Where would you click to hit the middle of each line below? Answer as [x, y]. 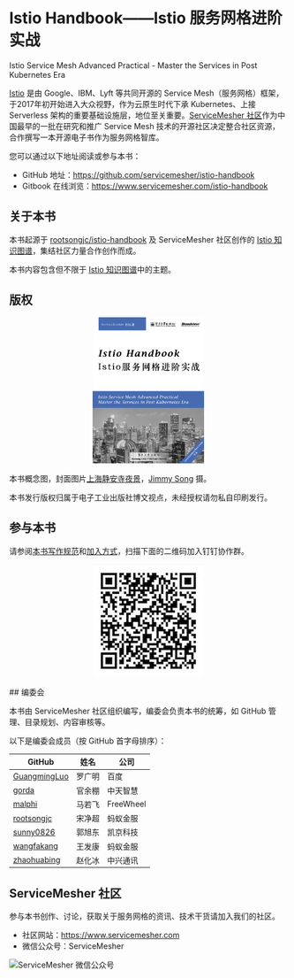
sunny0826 [34, 832]
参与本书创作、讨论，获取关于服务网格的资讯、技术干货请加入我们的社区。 [144, 916]
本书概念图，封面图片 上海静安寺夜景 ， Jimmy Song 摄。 [110, 478]
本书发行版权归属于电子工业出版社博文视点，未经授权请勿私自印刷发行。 [140, 497]
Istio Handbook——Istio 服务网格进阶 [146, 18]
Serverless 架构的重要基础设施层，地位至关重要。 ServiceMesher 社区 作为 [143, 115]
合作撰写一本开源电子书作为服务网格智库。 [87, 137]
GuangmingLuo [41, 776]
